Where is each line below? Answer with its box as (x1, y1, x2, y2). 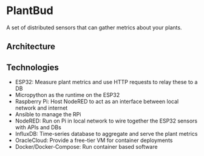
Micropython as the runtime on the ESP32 (15, 91, 120, 99)
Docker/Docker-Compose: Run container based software (15, 143, 158, 151)
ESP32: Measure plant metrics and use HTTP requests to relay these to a (15, 79, 198, 86)
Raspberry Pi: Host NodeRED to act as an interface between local (15, 98, 179, 105)
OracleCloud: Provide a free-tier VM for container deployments (15, 136, 173, 144)
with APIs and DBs (15, 124, 62, 131)
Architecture (6, 41, 56, 52)
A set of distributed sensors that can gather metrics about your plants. (6, 24, 182, 31)
